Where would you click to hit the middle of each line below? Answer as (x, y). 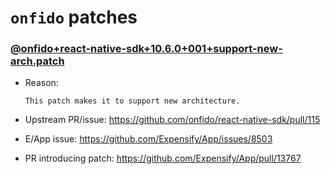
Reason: (41, 83)
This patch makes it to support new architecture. (132, 101)
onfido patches (74, 17)
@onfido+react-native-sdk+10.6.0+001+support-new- (146, 49)
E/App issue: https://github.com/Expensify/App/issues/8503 (148, 139)
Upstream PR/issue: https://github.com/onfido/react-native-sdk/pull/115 (172, 120)
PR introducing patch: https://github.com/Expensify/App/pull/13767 (163, 158)
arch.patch (37, 61)
